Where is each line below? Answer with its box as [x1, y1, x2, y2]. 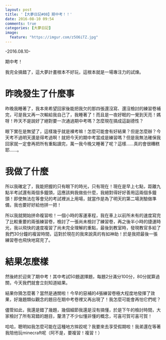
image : [5, 30, 19, 35]
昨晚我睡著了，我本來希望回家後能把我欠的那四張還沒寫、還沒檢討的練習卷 [5, 105, 157, 111]
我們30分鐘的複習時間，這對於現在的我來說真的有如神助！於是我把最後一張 [5, 231, 158, 237]
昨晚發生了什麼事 [5, 88, 75, 99]
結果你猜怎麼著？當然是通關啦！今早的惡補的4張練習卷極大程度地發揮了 [5, 290, 151, 296]
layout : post [5, 7, 32, 12]
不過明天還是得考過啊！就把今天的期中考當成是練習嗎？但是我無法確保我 [13, 134, 161, 140]
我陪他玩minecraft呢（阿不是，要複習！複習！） [5, 330, 103, 336]
